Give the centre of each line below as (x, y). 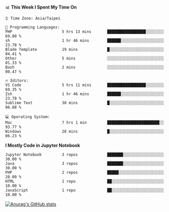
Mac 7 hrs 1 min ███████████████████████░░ (85, 123)
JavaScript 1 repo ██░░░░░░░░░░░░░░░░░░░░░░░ (85, 190)
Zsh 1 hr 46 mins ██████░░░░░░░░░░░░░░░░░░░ (85, 94)
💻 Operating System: (28, 117)
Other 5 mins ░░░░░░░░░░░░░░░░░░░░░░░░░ (85, 58)
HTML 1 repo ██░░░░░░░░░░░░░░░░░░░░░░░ (85, 181)
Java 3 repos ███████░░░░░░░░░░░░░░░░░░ (85, 164)
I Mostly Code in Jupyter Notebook (43, 145)
